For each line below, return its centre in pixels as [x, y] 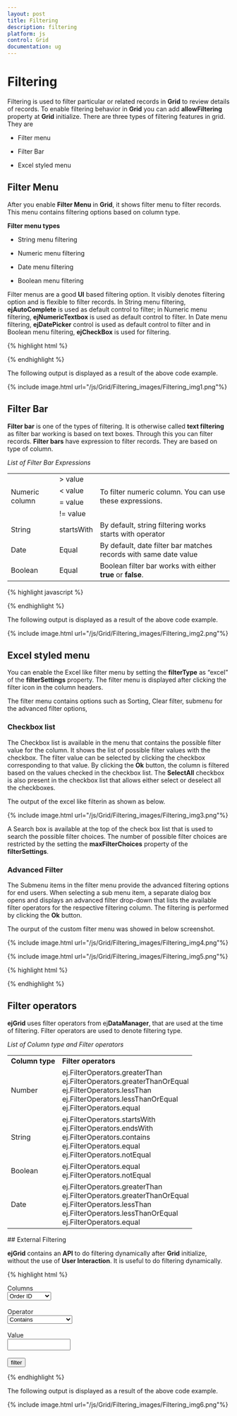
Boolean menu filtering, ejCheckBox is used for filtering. [89, 332]
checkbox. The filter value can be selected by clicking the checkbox [107, 758]
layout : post [26, 14]
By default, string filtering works [153, 525]
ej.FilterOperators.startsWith [109, 1119]
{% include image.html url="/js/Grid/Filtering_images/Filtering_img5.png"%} [118, 956]
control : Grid [28, 40]
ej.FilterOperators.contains [106, 1137]
